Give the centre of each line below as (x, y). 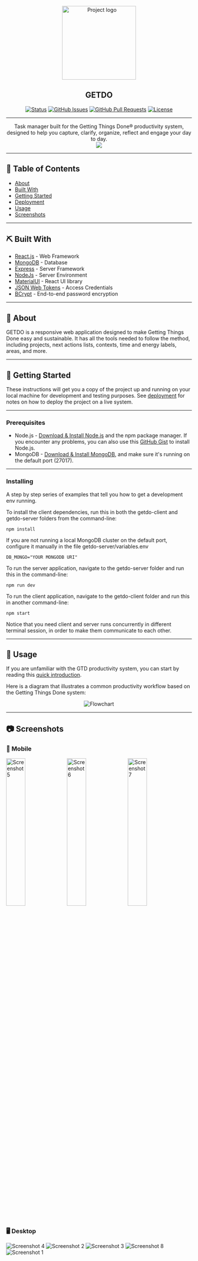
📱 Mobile (19, 748)
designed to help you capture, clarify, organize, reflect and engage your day (99, 132)
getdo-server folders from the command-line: (61, 518)
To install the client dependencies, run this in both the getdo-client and (92, 512)
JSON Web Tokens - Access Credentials (64, 288)
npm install (21, 529)
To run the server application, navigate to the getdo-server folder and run (95, 568)
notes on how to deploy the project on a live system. (70, 402)
